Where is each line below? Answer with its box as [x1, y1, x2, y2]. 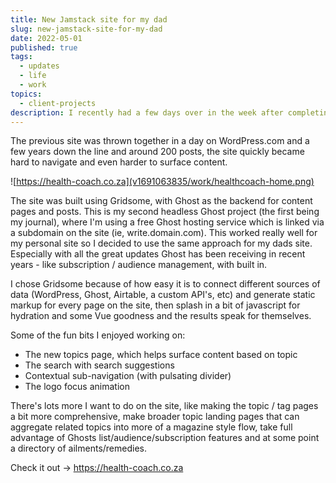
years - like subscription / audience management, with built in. [10, 259, 268, 271]
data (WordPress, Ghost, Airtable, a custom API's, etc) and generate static [10, 289, 316, 301]
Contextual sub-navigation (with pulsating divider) [24, 370, 232, 382]
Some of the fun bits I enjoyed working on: [10, 329, 186, 341]
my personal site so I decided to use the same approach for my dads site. [10, 237, 313, 250]
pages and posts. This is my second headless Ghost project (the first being [10, 206, 320, 218]
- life [19, 71, 47, 81]
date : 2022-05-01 [10, 33, 83, 43]
